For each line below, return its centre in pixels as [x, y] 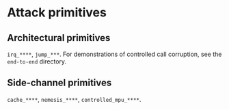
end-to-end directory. [37, 61]
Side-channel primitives [59, 83]
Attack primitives [57, 13]
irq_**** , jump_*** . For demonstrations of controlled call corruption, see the [114, 54]
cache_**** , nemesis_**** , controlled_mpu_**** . [74, 99]
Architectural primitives [59, 38]
